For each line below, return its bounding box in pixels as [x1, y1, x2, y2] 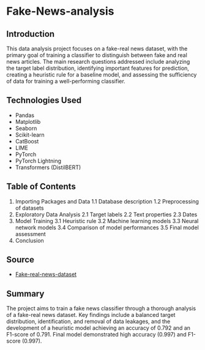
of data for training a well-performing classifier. [6, 78, 125, 85]
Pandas [15, 112, 35, 119]
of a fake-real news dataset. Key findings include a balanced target [6, 311, 176, 319]
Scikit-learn [15, 131, 45, 139]
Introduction [6, 29, 55, 39]
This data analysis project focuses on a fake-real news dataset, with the [6, 45, 188, 52]
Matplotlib [15, 118, 41, 125]
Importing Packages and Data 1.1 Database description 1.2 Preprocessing [15, 197, 199, 205]
